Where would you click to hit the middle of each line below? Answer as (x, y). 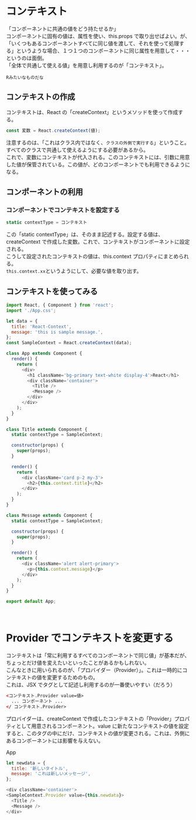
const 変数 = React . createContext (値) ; (53, 131)
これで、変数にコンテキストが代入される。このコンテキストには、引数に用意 (98, 157)
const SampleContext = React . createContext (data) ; (69, 343)
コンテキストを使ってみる (52, 291)
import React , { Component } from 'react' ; (60, 305)
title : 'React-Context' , (42, 327)
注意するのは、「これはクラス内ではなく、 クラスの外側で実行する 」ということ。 (98, 142)
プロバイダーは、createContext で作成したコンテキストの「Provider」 (90, 718)
